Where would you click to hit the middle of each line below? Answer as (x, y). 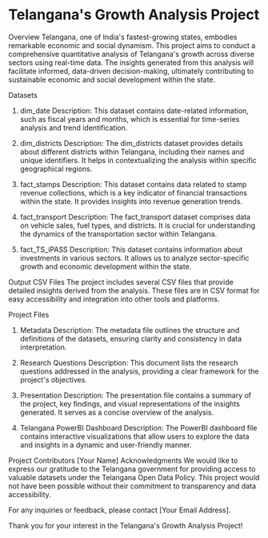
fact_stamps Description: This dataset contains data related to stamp (133, 184)
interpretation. (43, 347)
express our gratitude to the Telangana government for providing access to (132, 469)
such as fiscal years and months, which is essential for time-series (130, 119)
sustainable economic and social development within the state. (112, 79)
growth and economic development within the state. (106, 266)
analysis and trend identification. (74, 127)
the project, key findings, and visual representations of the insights (130, 403)
